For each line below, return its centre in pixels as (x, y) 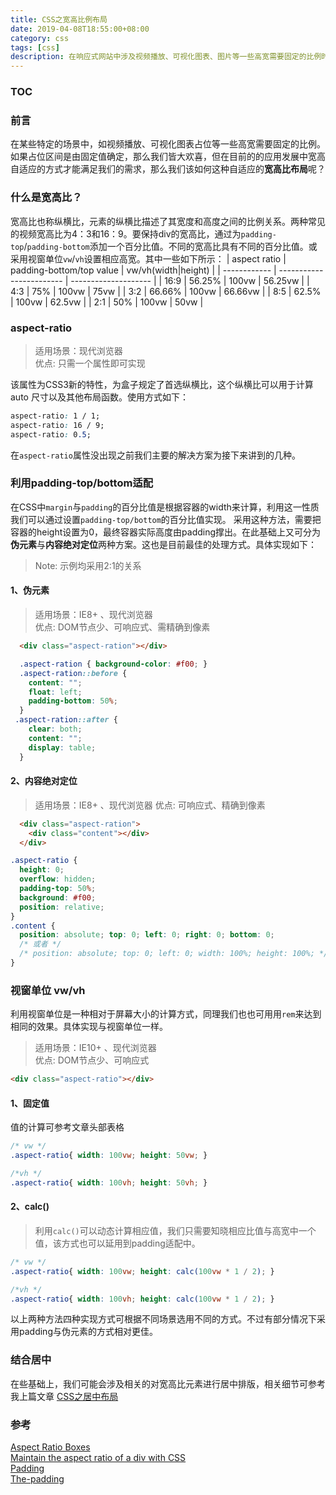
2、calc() (30, 1207)
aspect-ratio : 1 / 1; (55, 416)
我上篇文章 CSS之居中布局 (64, 1396)
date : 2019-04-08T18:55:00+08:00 (80, 29)
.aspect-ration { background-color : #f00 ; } (113, 664)
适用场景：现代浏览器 (78, 350)
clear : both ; (55, 729)
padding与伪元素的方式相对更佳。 (88, 1332)
